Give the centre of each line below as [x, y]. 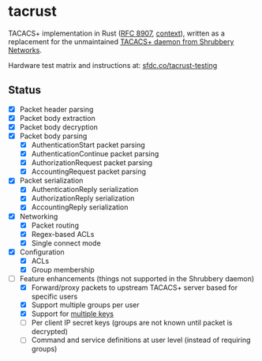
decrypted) [50, 332]
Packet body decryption [59, 127]
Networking [39, 216]
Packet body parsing [53, 136]
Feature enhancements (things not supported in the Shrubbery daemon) [137, 278]
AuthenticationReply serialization [85, 190]
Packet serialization [51, 181]
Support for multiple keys [73, 314]
